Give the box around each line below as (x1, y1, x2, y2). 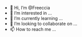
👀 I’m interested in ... (9, 10, 52, 16)
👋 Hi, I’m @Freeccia (9, 5, 50, 10)
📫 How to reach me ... (9, 26, 56, 32)
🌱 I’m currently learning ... (9, 15, 63, 21)
